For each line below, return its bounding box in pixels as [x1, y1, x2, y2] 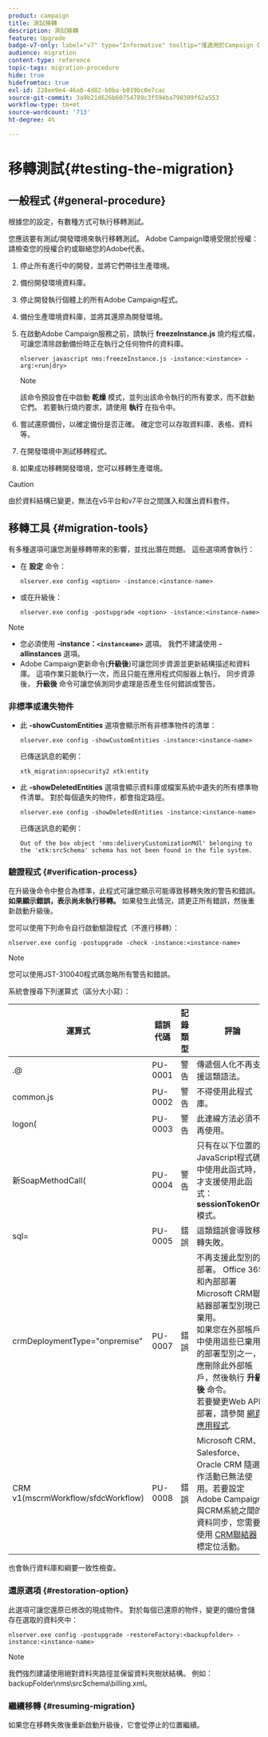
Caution [8, 479, 34, 489]
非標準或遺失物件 [8, 701, 74, 712]
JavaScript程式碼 [196, 1152, 262, 1163]
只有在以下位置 [196, 1140, 253, 1151]
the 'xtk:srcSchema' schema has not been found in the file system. [19, 846, 253, 854]
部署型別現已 [212, 1300, 261, 1311]
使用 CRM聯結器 [196, 1529, 258, 1540]
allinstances [19, 649, 62, 658]
